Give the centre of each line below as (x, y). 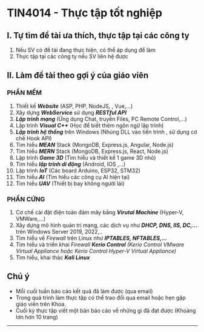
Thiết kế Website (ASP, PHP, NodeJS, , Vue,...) (74, 106)
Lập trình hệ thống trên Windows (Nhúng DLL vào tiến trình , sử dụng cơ (106, 132)
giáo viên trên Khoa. (41, 304)
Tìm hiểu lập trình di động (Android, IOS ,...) (71, 164)
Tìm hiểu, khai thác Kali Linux (53, 257)
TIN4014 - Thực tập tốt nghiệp (85, 13)
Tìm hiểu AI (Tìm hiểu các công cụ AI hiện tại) (73, 177)
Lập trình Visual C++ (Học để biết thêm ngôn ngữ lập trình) (90, 125)
